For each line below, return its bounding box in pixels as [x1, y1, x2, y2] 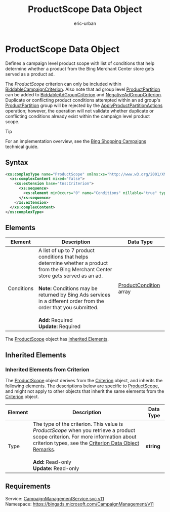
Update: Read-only [32, 465, 79, 472]
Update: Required [38, 323, 81, 330]
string [145, 443, 160, 450]
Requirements [5, 482, 51, 491]
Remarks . [32, 446, 56, 453]
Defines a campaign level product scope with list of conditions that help [5, 60, 155, 66]
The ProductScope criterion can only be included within [5, 81, 121, 87]
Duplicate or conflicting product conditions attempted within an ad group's [5, 97, 161, 103]
